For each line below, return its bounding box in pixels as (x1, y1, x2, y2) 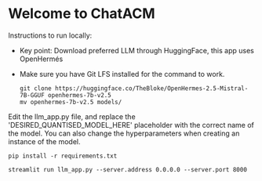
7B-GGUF (19, 91, 45, 99)
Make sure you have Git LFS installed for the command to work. (19, 69, 225, 78)
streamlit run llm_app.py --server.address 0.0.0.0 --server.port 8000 (8, 165, 247, 173)
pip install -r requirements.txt (8, 152, 118, 160)
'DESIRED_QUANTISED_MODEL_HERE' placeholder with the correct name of (8, 120, 255, 129)
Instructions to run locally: (8, 31, 93, 40)
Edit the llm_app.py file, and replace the (8, 111, 136, 121)
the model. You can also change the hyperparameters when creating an (8, 129, 240, 138)
